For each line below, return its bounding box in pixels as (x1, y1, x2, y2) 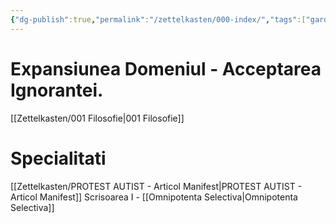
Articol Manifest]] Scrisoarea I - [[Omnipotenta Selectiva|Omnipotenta (10, 191, 298, 203)
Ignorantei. (10, 79, 104, 101)
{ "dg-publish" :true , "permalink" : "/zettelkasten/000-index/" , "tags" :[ (10, 14, 307, 25)
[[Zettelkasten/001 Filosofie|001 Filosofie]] (10, 112, 185, 124)
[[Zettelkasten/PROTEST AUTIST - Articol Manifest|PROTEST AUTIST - (10, 180, 303, 192)
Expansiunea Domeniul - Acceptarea (10, 57, 322, 80)
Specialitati (10, 147, 107, 170)
